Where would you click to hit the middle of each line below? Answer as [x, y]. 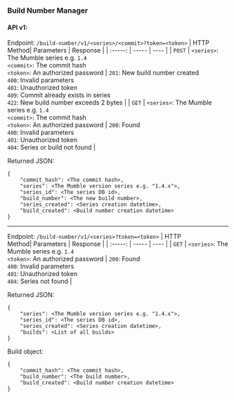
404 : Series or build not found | [52, 148]
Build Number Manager [48, 11]
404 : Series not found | [40, 281]
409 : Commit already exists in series [59, 95]
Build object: [25, 352]
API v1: [18, 27]
